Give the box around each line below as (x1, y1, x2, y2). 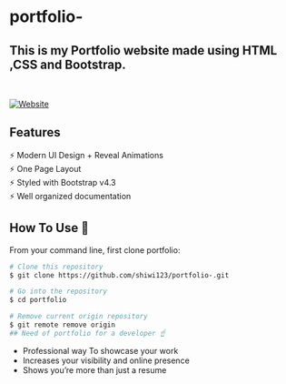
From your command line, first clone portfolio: (9, 244, 181, 256)
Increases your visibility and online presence (22, 355, 191, 366)
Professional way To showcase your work (22, 345, 179, 356)
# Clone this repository (9, 262, 104, 271)
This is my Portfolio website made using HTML (9, 43, 278, 58)
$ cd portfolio (9, 296, 67, 305)
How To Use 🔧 (9, 220, 89, 236)
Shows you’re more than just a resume (22, 364, 167, 375)
